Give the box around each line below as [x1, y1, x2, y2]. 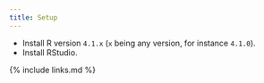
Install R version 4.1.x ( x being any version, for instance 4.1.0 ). [21, 37, 257, 48]
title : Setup [9, 12, 58, 22]
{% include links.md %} [9, 64, 97, 75]
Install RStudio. [21, 46, 78, 58]
